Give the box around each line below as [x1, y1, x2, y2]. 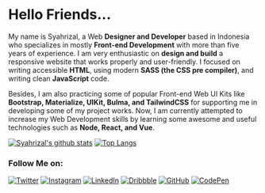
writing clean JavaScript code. [8, 74, 109, 83]
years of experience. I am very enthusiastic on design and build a [8, 48, 224, 58]
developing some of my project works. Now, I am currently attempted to [8, 105, 244, 115]
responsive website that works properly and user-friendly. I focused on [8, 57, 240, 66]
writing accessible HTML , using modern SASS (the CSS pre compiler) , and [8, 65, 254, 74]
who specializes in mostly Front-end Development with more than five [8, 40, 240, 49]
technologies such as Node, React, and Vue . [8, 123, 155, 132]
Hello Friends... [8, 6, 112, 24]
